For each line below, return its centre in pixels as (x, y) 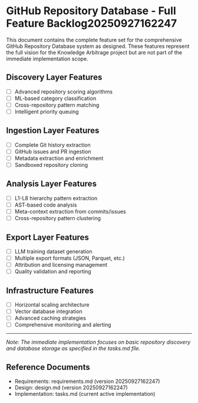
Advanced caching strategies (50, 318)
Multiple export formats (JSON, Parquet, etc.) (70, 258)
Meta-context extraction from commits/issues (70, 212)
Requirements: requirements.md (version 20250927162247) (87, 381)
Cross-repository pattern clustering (58, 218)
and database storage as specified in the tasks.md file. (73, 349)
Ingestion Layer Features (53, 130)
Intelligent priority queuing (47, 111)
